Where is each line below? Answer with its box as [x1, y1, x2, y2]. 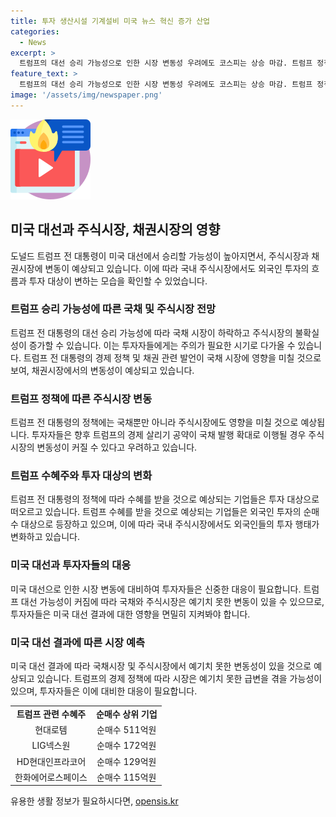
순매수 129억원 [96, 755, 157, 767]
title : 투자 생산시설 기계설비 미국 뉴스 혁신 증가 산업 [10, 16, 211, 26]
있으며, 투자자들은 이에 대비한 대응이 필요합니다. [10, 685, 198, 697]
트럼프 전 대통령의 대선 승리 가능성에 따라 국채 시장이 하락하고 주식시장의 [10, 326, 293, 339]
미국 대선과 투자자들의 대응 [10, 558, 132, 572]
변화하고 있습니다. [10, 531, 81, 543]
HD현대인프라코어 [16, 755, 87, 767]
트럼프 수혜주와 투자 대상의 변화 [10, 469, 153, 483]
